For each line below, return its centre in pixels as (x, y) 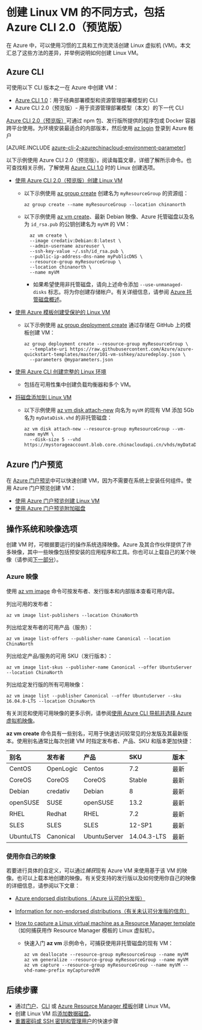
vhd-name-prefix (44, 970)
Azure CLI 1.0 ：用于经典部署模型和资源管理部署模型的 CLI (86, 100)
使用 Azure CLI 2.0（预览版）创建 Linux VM (69, 180)
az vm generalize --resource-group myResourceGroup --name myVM (106, 960)
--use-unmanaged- (161, 285)
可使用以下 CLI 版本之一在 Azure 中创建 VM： (63, 87)
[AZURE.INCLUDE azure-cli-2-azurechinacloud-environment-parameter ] (96, 148)
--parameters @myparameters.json (71, 360)
